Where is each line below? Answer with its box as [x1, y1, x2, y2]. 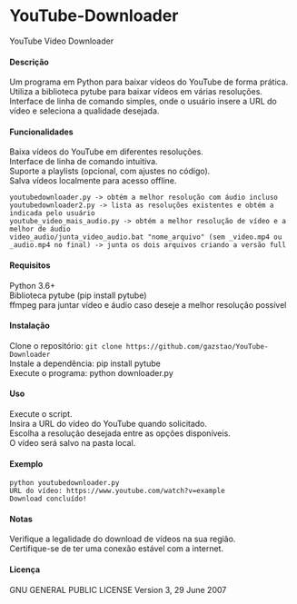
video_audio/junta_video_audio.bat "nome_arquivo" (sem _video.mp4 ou [9, 233, 282, 242]
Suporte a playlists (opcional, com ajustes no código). [9, 165, 211, 177]
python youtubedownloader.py [9, 479, 120, 488]
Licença [9, 564, 41, 575]
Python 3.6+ [9, 280, 56, 291]
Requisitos [9, 260, 51, 271]
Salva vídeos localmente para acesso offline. [9, 175, 177, 186]
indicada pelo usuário [9, 209, 95, 218]
